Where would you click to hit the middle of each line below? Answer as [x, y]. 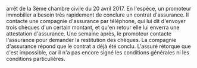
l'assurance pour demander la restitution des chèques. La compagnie [91, 40]
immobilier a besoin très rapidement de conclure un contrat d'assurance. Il [98, 15]
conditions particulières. [36, 59]
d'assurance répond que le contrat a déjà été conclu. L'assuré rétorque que [99, 46]
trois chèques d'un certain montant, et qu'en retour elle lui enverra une [93, 27]
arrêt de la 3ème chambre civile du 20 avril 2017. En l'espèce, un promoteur [99, 9]
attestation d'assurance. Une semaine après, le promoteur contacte [89, 34]
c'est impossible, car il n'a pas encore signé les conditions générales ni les [98, 52]
